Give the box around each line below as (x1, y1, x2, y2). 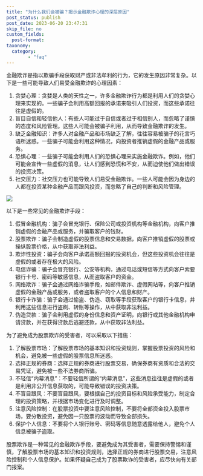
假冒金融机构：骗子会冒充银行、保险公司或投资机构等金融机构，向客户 (14, 220, 190, 227)
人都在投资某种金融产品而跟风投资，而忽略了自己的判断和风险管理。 (14, 183, 185, 190)
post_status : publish (6, 15, 61, 21)
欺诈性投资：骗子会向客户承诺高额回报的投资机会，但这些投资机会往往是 (14, 250, 195, 258)
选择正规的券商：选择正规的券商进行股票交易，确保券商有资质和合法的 (14, 359, 190, 367)
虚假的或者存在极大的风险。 (14, 258, 85, 265)
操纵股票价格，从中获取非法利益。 (14, 243, 100, 250)
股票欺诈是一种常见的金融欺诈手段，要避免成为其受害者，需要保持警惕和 (6, 440, 186, 448)
